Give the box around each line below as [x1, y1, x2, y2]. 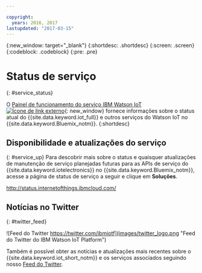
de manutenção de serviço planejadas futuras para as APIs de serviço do [6, 160, 189, 168]
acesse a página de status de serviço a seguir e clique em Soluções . [6, 173, 178, 180]
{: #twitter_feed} [6, 218, 47, 225]
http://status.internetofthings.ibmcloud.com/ [6, 184, 116, 192]
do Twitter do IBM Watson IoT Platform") [6, 236, 107, 243]
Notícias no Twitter [6, 202, 80, 212]
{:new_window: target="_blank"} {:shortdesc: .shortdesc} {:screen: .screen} [6, 42, 195, 49]
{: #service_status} [6, 89, 53, 96]
